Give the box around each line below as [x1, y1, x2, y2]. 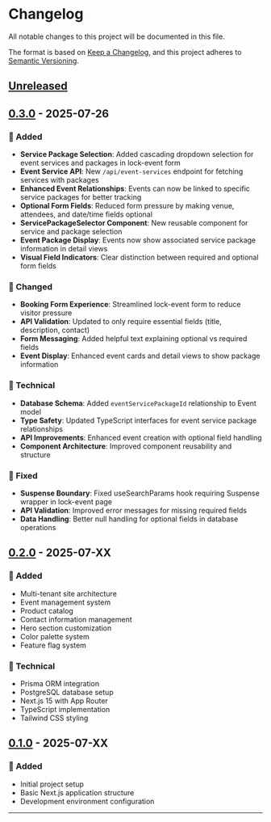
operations [19, 522, 56, 532]
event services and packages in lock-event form [19, 158, 181, 168]
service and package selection [19, 227, 123, 237]
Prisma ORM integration [19, 678, 99, 688]
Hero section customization [19, 623, 112, 633]
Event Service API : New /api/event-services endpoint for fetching [19, 167, 244, 176]
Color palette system [19, 631, 90, 641]
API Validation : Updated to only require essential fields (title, [19, 317, 222, 327]
